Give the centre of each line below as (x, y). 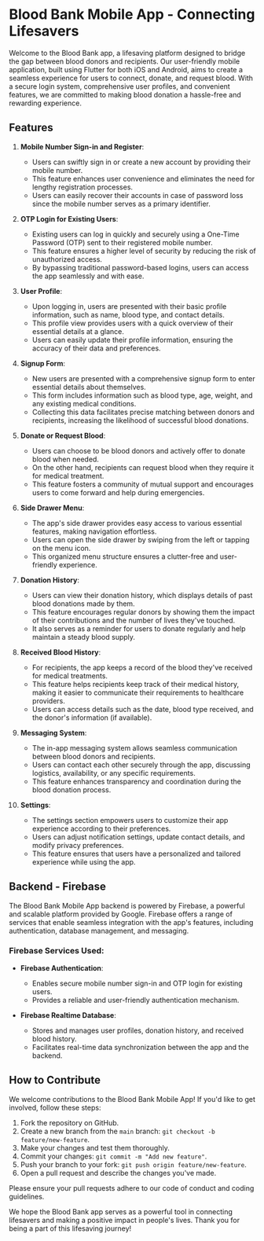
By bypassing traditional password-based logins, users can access (141, 267)
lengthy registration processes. (82, 187)
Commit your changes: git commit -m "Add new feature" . (114, 1156)
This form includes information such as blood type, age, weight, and (143, 395)
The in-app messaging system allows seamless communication (135, 747)
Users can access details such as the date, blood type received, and (143, 709)
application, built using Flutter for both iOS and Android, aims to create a (126, 69)
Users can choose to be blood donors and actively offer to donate (139, 450)
